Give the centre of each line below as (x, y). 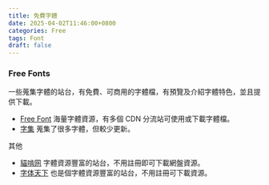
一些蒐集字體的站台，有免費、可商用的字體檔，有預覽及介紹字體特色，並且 (131, 92)
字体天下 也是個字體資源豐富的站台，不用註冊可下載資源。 (116, 173)
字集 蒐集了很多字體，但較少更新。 (77, 129)
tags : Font (26, 38)
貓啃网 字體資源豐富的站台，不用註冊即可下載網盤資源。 (112, 163)
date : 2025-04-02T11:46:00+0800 (62, 23)
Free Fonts (29, 74)
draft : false (30, 46)
